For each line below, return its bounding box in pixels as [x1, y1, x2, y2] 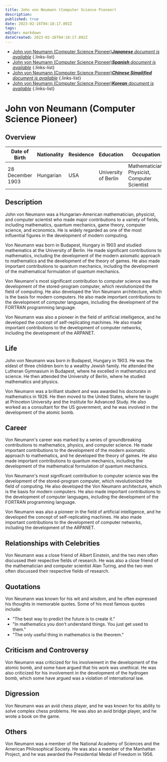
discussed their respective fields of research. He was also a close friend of [5, 557, 159, 564]
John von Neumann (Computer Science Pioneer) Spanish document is [12, 59, 156, 65]
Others [5, 727, 27, 736]
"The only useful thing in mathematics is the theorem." [12, 631, 124, 637]
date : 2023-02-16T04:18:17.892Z [5, 21, 72, 26]
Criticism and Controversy [5, 646, 89, 655]
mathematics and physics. [5, 379, 59, 384]
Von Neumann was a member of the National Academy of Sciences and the [5, 741, 160, 747]
